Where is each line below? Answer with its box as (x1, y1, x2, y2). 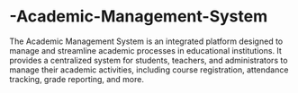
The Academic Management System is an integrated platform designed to (9, 36, 284, 46)
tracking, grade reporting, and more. (9, 73, 144, 84)
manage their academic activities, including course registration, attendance (9, 64, 289, 75)
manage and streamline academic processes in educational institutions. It (9, 45, 282, 55)
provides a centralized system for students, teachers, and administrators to (9, 55, 288, 65)
